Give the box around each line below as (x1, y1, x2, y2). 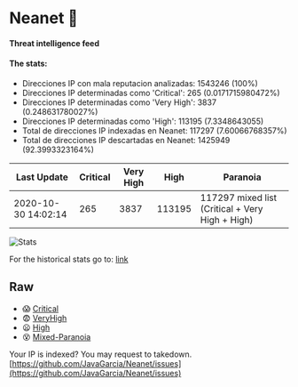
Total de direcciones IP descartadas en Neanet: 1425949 (21, 134, 231, 145)
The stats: (9, 58, 48, 69)
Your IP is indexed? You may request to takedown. (9, 349, 192, 359)
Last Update (16, 171, 69, 183)
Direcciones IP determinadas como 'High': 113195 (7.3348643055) (21, 116, 264, 126)
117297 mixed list (200, 191, 278, 204)
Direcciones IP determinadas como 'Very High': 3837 (21, 97, 217, 108)
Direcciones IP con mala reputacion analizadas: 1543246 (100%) (21, 77, 259, 88)
